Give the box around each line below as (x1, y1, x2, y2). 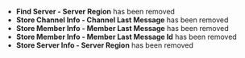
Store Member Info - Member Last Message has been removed (15, 24, 230, 33)
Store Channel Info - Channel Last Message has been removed (15, 15, 229, 25)
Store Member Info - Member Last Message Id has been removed (15, 32, 238, 41)
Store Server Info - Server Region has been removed (15, 41, 193, 50)
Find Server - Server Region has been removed (15, 7, 176, 16)
